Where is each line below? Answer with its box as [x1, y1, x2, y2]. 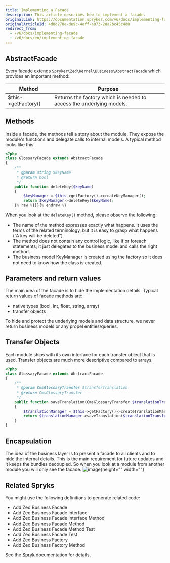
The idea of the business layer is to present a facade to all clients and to [5, 450, 155, 456]
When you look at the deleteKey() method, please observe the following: [5, 212, 157, 218]
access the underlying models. [54, 100, 127, 107]
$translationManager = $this [23, 409, 85, 414]
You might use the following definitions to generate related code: [5, 494, 140, 501]
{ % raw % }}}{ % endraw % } [14, 203, 67, 208]
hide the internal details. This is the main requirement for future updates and [5, 456, 164, 462]
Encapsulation [5, 437, 52, 446]
